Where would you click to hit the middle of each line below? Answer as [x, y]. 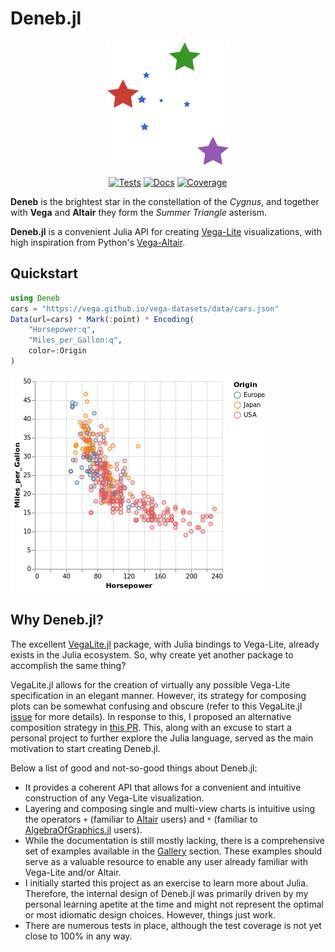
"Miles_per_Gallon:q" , [75, 340]
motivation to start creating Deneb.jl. [85, 748]
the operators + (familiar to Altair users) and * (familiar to [141, 819]
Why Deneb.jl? [57, 620]
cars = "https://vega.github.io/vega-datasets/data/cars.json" [145, 308]
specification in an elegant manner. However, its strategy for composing [158, 695]
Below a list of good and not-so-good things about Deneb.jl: [134, 768]
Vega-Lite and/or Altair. [73, 872]
